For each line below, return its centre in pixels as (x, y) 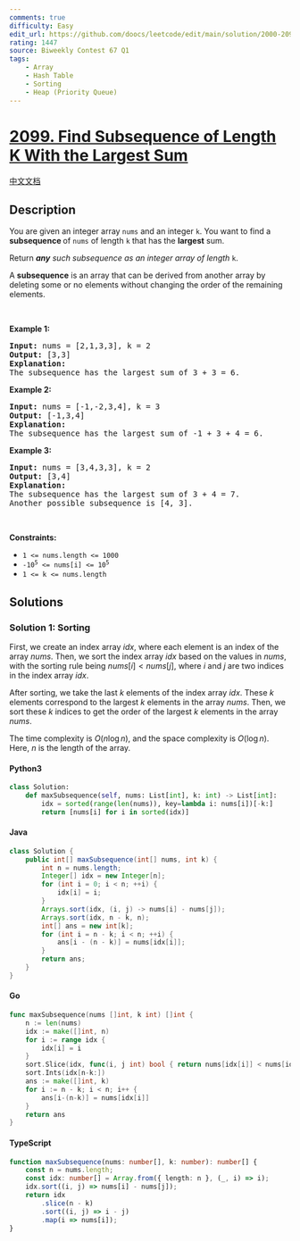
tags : (19, 59)
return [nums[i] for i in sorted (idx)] (116, 812)
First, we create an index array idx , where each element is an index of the (144, 646)
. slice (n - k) (67, 1203)
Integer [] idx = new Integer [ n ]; (104, 876)
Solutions (37, 602)
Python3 (25, 768)
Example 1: (30, 329)
